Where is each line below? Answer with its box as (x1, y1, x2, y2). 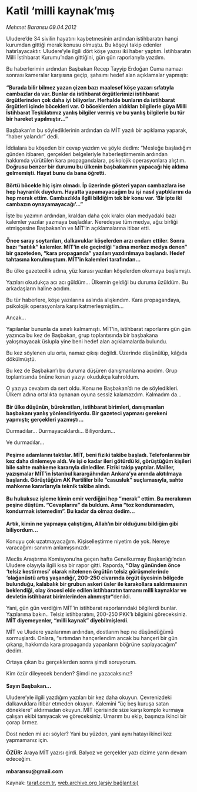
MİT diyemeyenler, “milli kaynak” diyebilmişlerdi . (6, 617, 129, 624)
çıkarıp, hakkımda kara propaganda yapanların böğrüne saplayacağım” (6, 641, 178, 648)
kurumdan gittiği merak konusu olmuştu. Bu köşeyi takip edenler (6, 41, 162, 48)
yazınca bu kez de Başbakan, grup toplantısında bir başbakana (6, 332, 158, 339)
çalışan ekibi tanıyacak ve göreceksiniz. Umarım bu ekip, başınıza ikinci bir (6, 713, 187, 720)
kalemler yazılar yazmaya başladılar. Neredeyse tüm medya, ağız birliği (6, 218, 178, 225)
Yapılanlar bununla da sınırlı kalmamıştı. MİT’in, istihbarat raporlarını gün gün (6, 325, 191, 332)
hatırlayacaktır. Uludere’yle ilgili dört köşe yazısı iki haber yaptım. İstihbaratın (6, 47, 191, 54)
